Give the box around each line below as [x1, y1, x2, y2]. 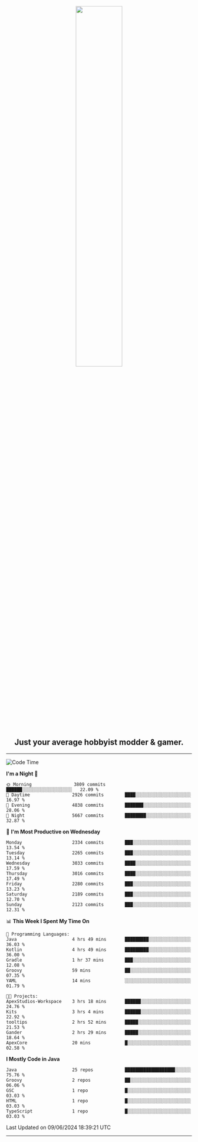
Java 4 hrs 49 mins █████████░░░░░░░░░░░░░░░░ [6, 936, 192, 942]
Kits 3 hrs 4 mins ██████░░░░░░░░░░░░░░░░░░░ [6, 1008, 192, 1015]
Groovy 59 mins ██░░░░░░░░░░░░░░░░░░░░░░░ [6, 967, 192, 973]
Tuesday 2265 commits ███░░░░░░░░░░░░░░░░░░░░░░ [6, 850, 192, 856]
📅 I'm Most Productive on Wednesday [6, 828, 100, 835]
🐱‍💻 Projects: [6, 993, 38, 999]
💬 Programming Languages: [6, 931, 70, 937]
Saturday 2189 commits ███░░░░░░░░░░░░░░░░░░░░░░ [6, 891, 192, 897]
